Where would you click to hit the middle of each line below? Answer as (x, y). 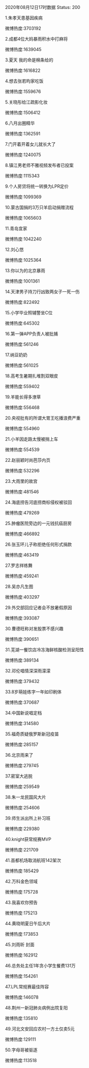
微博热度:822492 (22, 302)
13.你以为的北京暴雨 (25, 271)
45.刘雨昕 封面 (20, 945)
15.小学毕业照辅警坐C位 (29, 313)
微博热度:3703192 (23, 28)
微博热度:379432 (22, 681)
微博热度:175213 (21, 913)
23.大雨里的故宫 (21, 481)
